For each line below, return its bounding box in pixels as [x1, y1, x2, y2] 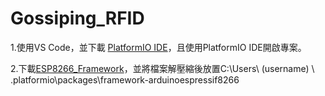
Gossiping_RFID [10, 7, 145, 30]
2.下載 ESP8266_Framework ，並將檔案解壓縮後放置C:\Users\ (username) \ [10, 62, 315, 74]
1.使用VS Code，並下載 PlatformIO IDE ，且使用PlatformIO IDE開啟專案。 [10, 41, 307, 53]
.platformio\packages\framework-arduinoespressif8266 [10, 73, 240, 86]
